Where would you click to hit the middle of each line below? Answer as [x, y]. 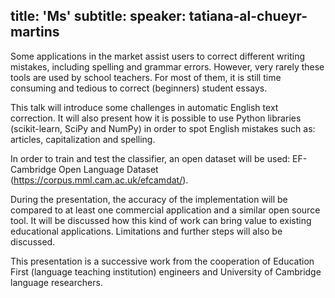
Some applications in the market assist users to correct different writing [158, 56]
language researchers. [56, 282]
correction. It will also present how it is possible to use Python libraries [156, 118]
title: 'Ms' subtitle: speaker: [98, 16]
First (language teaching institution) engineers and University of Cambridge [166, 271]
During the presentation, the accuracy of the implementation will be [149, 199]
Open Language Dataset [108, 169]
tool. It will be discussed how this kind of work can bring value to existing [161, 220]
